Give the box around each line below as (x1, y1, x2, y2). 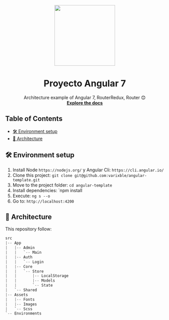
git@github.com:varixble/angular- (74, 173, 147, 178)
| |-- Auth (5, 254, 33, 260)
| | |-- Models (5, 278, 55, 283)
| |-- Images (5, 301, 37, 307)
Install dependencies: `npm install (12, 187, 83, 193)
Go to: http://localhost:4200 (12, 198, 74, 204)
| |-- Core (5, 264, 33, 269)
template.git (12, 177, 40, 182)
